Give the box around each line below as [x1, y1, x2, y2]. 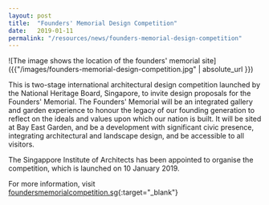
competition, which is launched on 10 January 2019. [8, 163, 180, 173]
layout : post [8, 11, 52, 20]
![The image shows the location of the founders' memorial [8, 56, 201, 66]
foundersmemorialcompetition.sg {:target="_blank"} [8, 187, 179, 197]
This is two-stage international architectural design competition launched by [8, 80, 261, 90]
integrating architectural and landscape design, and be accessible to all [8, 131, 245, 141]
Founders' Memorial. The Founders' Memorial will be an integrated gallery [8, 97, 253, 107]
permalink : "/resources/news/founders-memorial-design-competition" [8, 34, 243, 42]
